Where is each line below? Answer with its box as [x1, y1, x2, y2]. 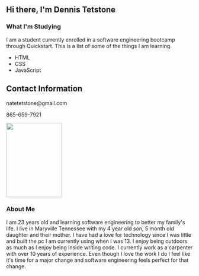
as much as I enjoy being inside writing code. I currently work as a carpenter [6, 243, 193, 251]
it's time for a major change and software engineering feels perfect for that [6, 256, 189, 264]
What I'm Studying [6, 23, 61, 31]
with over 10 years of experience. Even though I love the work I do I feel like [6, 250, 191, 257]
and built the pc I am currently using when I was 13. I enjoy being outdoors [6, 237, 188, 245]
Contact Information [6, 84, 83, 94]
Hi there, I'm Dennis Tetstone [6, 5, 116, 15]
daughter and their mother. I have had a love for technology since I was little [6, 231, 191, 238]
